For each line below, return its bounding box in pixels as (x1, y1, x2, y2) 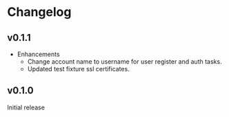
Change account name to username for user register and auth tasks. (27, 57, 222, 66)
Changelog (7, 4, 72, 20)
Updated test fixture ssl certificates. (27, 65, 130, 73)
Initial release (7, 103, 45, 111)
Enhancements (17, 50, 60, 58)
